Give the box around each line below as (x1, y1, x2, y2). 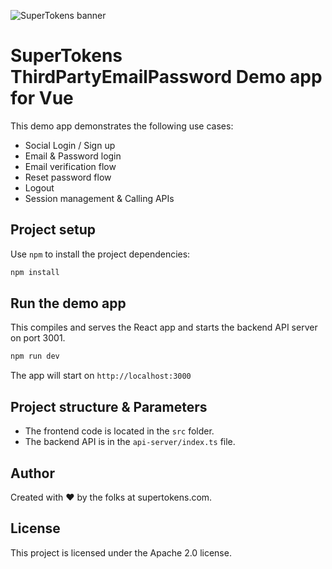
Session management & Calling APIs (24, 192, 175, 204)
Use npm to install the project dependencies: (10, 248, 191, 260)
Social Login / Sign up (24, 139, 116, 151)
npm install (10, 267, 60, 277)
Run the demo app (10, 295, 127, 312)
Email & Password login (24, 150, 122, 162)
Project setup (10, 221, 97, 239)
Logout (24, 181, 55, 194)
